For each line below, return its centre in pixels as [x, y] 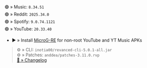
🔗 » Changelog [32, 60]
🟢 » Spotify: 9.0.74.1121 [30, 22]
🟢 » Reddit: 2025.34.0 [27, 14]
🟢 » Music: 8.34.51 [24, 7]
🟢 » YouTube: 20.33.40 [28, 29]
